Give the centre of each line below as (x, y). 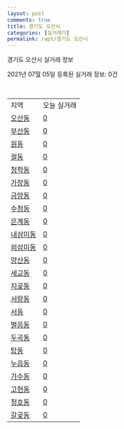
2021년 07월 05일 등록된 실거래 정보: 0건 (63, 74)
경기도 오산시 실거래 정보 (40, 60)
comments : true (29, 20)
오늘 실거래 (60, 105)
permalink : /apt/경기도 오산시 (48, 39)
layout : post (26, 13)
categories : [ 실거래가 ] (39, 33)
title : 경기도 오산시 (34, 26)
